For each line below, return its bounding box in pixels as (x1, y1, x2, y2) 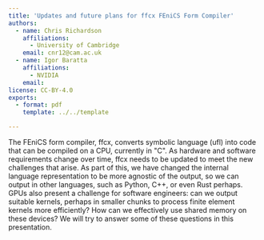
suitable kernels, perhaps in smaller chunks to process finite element (8, 197, 235, 206)
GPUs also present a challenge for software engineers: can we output (8, 189, 238, 198)
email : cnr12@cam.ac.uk (22, 49, 102, 57)
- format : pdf (15, 101, 62, 109)
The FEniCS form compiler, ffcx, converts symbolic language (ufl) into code (8, 138, 257, 146)
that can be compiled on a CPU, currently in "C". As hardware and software (8, 146, 256, 155)
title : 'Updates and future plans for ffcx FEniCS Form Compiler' (8, 11, 234, 20)
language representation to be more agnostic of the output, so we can (8, 171, 239, 181)
